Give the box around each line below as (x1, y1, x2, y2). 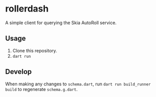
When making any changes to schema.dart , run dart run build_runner (5, 81, 151, 87)
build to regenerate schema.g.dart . (5, 86, 78, 92)
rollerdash (5, 3, 49, 15)
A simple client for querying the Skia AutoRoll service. (5, 20, 117, 26)
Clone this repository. (12, 47, 57, 53)
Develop (5, 67, 32, 76)
